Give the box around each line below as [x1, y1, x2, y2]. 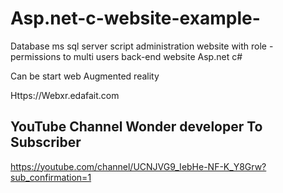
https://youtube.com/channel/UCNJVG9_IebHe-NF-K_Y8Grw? [10, 160, 267, 172]
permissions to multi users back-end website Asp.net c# [10, 50, 243, 62]
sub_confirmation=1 [10, 171, 92, 183]
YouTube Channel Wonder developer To [10, 118, 263, 136]
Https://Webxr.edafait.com [10, 89, 120, 101]
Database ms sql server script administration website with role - [10, 40, 274, 52]
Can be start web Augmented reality [10, 70, 160, 82]
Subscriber [10, 134, 82, 151]
